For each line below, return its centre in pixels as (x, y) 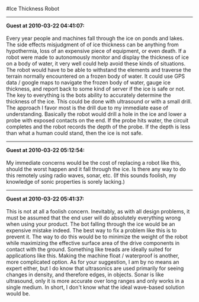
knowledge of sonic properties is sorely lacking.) (66, 182)
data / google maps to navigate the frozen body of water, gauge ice (88, 82)
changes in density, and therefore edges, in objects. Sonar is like (85, 275)
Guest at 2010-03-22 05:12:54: (45, 150)
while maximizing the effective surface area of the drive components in (93, 243)
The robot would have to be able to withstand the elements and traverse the (99, 70)
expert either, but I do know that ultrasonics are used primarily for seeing (95, 268)
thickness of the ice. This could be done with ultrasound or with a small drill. (99, 101)
